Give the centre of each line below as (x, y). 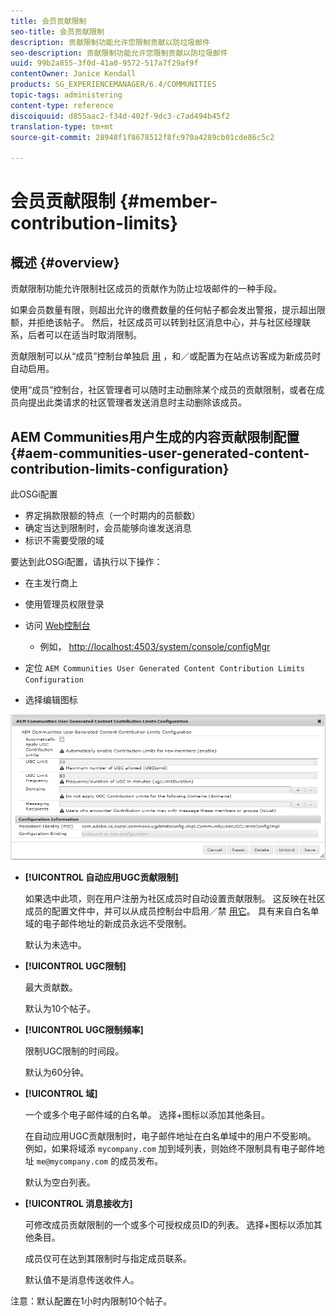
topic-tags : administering (66, 95)
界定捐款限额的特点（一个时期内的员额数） (112, 515)
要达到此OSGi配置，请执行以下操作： (86, 561)
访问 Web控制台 (57, 625)
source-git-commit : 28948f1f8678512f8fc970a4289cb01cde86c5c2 (142, 137)
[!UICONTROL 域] (61, 1094)
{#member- (168, 201)
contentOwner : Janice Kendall (73, 74)
